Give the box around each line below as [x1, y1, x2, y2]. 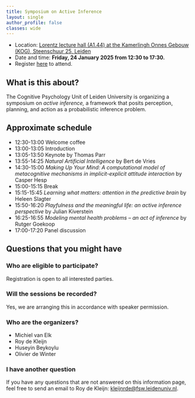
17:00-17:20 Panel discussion [14, 226, 86, 234]
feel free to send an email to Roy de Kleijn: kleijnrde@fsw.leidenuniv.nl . [6, 385, 179, 392]
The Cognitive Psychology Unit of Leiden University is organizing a [6, 93, 170, 101]
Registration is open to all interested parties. [6, 275, 114, 282]
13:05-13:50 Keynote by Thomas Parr [14, 151, 106, 158]
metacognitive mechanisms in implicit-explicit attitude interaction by [14, 170, 183, 177]
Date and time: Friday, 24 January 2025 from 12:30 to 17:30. [14, 54, 165, 61]
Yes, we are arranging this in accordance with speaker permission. [6, 303, 169, 310]
